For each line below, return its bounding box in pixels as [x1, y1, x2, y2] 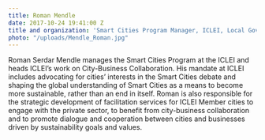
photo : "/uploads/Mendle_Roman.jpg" [8, 33, 129, 42]
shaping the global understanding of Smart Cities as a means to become [8, 81, 244, 90]
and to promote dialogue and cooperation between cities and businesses [8, 114, 246, 123]
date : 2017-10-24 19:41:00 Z [8, 19, 104, 27]
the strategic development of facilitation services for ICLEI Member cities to [8, 97, 254, 107]
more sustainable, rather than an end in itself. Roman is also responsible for [8, 89, 253, 99]
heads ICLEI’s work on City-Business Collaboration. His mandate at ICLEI [8, 64, 244, 74]
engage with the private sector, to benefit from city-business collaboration [8, 106, 250, 115]
